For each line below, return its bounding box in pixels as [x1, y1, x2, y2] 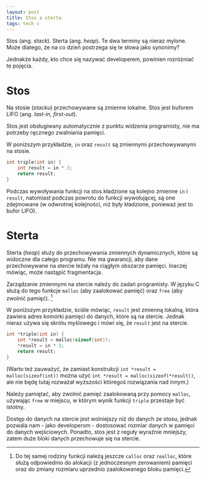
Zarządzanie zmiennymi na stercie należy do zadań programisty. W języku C [6, 280, 200, 287]
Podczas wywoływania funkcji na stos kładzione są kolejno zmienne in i [6, 187, 188, 195]
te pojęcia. [6, 62, 33, 69]
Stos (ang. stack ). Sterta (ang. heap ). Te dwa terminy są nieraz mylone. [6, 37, 187, 45]
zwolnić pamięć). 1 [6, 293, 53, 302]
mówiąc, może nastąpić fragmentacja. [6, 268, 103, 276]
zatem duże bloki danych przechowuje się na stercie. [6, 434, 141, 442]
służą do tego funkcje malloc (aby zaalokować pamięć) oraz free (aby [6, 287, 183, 294]
